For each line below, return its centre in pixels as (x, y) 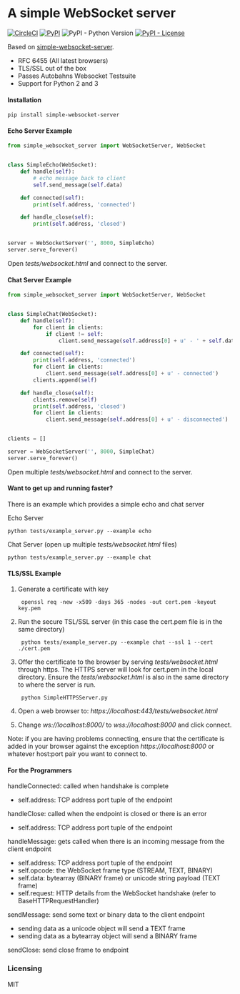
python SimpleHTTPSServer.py (65, 698)
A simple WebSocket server (92, 13)
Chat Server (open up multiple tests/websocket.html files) (92, 544)
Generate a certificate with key (63, 589)
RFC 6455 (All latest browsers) (63, 60)
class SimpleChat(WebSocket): (52, 314)
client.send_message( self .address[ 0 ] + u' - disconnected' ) (137, 419)
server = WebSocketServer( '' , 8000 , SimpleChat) (81, 452)
